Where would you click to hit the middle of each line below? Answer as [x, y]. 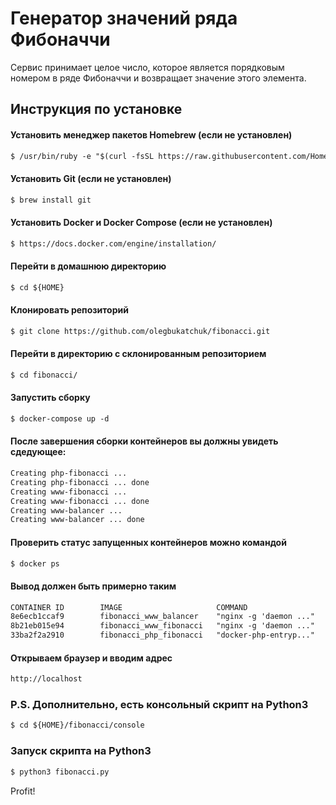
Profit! [23, 791]
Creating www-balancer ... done [77, 520]
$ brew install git [51, 200]
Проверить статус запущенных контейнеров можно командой [148, 542]
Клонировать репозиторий [69, 310]
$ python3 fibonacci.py [60, 772]
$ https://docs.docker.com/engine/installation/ [113, 243]
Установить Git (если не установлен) [91, 178]
